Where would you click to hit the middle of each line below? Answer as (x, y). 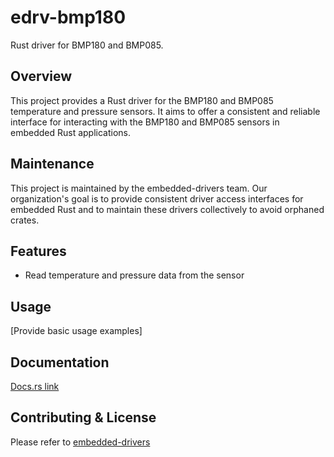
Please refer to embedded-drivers (80, 442)
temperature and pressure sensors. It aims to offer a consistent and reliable (165, 111)
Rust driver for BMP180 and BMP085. (87, 45)
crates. (25, 220)
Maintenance (52, 164)
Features (38, 251)
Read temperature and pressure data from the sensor (134, 275)
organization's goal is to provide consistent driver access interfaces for (157, 198)
